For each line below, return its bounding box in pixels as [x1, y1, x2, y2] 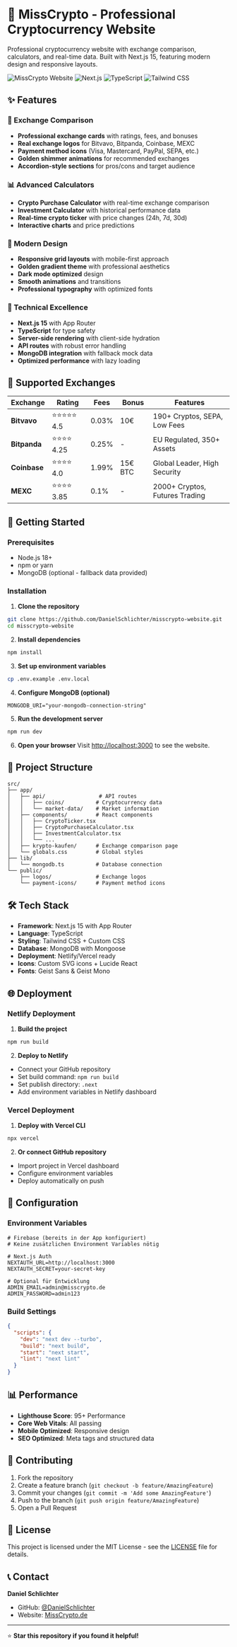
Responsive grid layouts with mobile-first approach [17, 255, 169, 263]
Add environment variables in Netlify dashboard [17, 1087, 157, 1096]
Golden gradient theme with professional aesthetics [17, 262, 171, 271]
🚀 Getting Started [7, 516, 85, 528]
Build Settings [7, 1306, 56, 1316]
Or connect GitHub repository [17, 1148, 107, 1156]
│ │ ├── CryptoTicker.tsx [7, 817, 97, 824]
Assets [152, 443, 176, 453]
